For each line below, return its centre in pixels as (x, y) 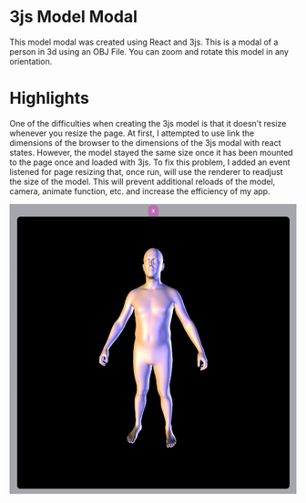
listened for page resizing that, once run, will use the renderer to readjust (147, 171)
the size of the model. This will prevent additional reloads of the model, (143, 181)
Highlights (49, 98)
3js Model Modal (74, 17)
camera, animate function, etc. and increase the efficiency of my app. (140, 191)
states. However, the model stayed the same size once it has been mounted (151, 152)
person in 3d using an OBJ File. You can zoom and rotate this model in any (149, 51)
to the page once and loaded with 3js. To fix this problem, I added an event (150, 162)
